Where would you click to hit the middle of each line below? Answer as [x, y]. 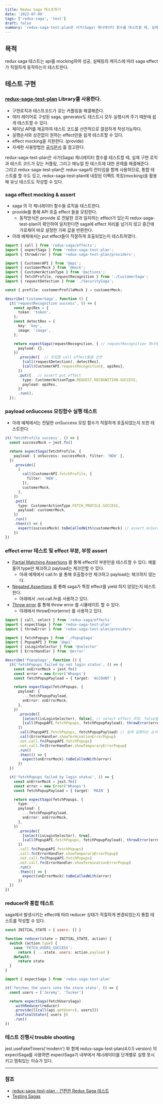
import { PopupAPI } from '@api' [39, 642]
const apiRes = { [31, 308]
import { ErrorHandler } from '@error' [45, 651]
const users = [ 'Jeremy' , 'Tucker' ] [46, 992]
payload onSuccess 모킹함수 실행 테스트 [51, 411]
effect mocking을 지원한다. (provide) [48, 141]
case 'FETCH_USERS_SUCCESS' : [43, 948]
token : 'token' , [34, 312]
